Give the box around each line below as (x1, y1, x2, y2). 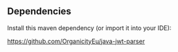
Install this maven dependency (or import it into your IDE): (7, 23, 172, 32)
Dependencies (7, 5, 71, 17)
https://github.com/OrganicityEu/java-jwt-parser (7, 37, 145, 45)
